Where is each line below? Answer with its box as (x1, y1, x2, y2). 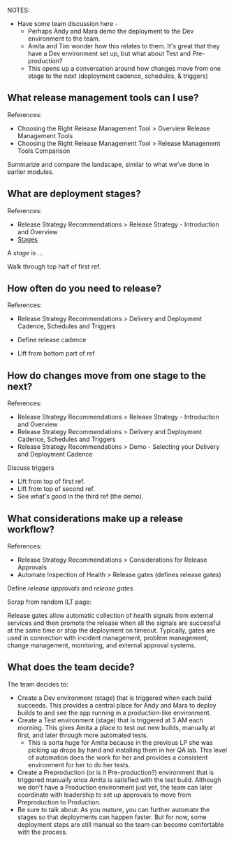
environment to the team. (27, 34, 101, 43)
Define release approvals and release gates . (7, 584, 135, 593)
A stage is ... (7, 248, 43, 257)
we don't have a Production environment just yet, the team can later (17, 783, 213, 791)
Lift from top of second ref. (17, 485, 96, 493)
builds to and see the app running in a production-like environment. (17, 708, 212, 717)
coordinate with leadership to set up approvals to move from (17, 790, 191, 799)
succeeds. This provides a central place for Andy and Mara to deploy (17, 701, 217, 709)
